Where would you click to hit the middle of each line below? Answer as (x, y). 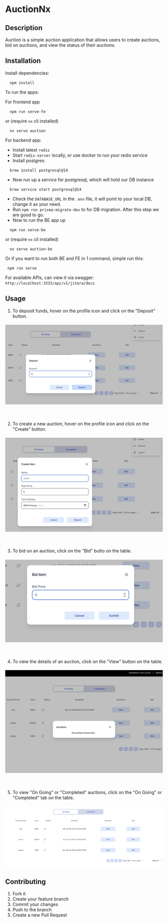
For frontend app (22, 102)
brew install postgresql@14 (39, 170)
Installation (23, 61)
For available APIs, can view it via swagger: (50, 278)
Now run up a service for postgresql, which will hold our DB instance (83, 180)
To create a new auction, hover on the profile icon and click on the (80, 424)
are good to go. (28, 215)
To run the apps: (22, 92)
